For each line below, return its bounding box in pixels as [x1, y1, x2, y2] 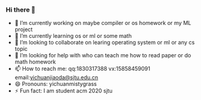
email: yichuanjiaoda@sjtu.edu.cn [14, 74, 99, 81]
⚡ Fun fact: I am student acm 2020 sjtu [14, 87, 113, 95]
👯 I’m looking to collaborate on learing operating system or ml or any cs [14, 39, 195, 46]
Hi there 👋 [6, 5, 36, 14]
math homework [14, 58, 56, 66]
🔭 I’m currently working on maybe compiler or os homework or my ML [14, 20, 191, 27]
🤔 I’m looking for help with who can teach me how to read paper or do [14, 52, 191, 59]
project [14, 26, 33, 33]
